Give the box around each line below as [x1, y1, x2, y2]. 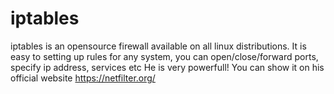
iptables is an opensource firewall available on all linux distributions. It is [10, 40, 307, 52]
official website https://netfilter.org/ [10, 72, 156, 84]
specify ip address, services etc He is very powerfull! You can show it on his [10, 61, 325, 73]
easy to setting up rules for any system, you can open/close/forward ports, [10, 50, 319, 62]
